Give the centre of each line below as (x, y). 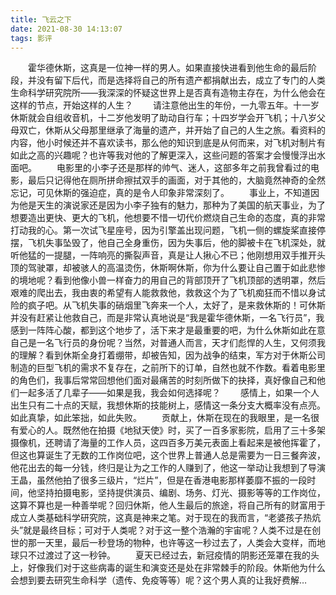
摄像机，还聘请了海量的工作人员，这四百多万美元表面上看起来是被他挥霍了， (168, 443)
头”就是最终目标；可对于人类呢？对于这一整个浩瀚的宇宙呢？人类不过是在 (161, 530)
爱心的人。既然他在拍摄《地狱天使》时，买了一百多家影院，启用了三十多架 (172, 430)
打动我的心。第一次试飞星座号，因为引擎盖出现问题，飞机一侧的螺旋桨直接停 (168, 230)
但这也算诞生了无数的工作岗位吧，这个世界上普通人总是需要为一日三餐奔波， (168, 455)
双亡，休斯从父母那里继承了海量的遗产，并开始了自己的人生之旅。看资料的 (172, 130)
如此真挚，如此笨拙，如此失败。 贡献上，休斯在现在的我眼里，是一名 (160, 418)
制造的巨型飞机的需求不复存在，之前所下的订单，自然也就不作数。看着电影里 (168, 368)
